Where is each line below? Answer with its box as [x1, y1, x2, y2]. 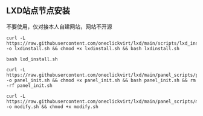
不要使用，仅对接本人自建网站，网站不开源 [6, 23, 112, 30]
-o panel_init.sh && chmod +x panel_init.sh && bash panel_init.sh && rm [6, 77, 196, 83]
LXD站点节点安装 [6, 5, 71, 16]
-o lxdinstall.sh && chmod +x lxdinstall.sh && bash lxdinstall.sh [6, 45, 180, 51]
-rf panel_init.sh [6, 82, 53, 89]
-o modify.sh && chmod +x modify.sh [6, 103, 98, 110]
